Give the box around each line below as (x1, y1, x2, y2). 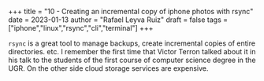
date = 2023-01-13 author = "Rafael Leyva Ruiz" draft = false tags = (8, 15, 229, 24)
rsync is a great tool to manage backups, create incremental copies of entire (8, 39, 256, 48)
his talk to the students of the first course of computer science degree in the (8, 55, 256, 64)
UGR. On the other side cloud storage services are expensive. (8, 64, 209, 73)
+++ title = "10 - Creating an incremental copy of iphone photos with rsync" (8, 7, 254, 16)
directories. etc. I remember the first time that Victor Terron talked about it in (8, 47, 256, 56)
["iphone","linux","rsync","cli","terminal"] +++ (8, 24, 154, 32)
